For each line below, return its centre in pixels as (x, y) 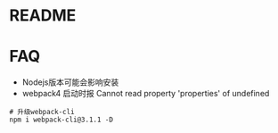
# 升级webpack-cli (42, 112)
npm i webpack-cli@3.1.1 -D (61, 120)
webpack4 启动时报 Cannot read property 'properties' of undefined (146, 94)
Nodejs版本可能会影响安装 (70, 82)
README (43, 16)
